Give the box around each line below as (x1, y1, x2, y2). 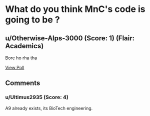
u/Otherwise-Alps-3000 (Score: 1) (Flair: (5, 34, 135, 42)
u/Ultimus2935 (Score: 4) (5, 94, 68, 101)
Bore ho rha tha (5, 55, 37, 61)
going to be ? (5, 14, 60, 25)
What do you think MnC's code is (5, 3, 145, 15)
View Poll (5, 65, 24, 70)
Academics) (5, 41, 44, 50)
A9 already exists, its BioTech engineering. (5, 105, 93, 111)
